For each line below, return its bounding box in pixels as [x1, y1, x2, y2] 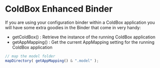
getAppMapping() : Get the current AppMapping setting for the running [12, 39, 155, 45]
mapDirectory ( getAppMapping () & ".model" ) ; [5, 58, 99, 63]
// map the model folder [5, 53, 55, 59]
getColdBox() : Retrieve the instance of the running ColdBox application [12, 34, 156, 40]
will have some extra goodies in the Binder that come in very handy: [5, 24, 141, 30]
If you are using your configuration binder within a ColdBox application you [5, 19, 155, 25]
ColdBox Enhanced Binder [5, 3, 113, 15]
